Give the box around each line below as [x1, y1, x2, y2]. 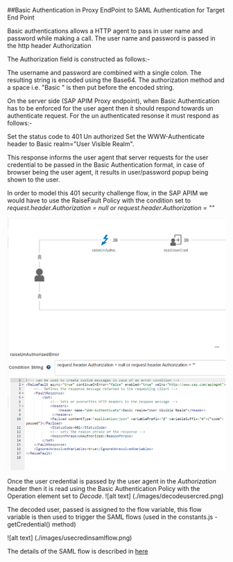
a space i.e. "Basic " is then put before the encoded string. [7, 83, 175, 91]
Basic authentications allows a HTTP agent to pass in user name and [7, 27, 203, 35]
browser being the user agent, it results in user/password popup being [7, 168, 209, 176]
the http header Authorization [7, 42, 92, 49]
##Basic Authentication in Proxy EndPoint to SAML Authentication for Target [7, 6, 225, 14]
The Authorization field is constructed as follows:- [7, 55, 150, 63]
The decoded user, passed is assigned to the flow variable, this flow [7, 505, 202, 513]
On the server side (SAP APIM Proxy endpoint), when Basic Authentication [7, 97, 220, 105]
